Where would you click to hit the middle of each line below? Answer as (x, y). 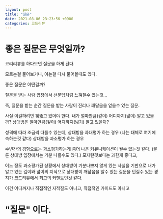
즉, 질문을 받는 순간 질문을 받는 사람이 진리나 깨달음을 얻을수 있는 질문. (72, 106)
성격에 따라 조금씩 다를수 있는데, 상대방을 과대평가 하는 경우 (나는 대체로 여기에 (81, 133)
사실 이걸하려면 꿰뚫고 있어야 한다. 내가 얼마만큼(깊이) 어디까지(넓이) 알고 (75, 116)
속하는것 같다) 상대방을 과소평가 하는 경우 (45, 138)
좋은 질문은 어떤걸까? (25, 84)
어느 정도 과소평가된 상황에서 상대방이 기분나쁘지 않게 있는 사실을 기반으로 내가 (81, 165)
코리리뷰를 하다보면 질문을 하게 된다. (40, 64)
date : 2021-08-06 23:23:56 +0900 (39, 19)
